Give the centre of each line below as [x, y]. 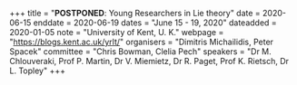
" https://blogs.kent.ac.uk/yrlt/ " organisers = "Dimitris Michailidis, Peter [142, 42]
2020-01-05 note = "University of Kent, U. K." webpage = [117, 32]
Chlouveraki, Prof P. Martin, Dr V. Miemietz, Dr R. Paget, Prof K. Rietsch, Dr [149, 61]
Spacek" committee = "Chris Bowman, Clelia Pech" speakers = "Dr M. [141, 52]
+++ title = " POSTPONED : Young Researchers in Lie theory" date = [135, 13]
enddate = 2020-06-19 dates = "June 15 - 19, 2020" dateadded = [155, 23]
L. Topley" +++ [38, 71]
